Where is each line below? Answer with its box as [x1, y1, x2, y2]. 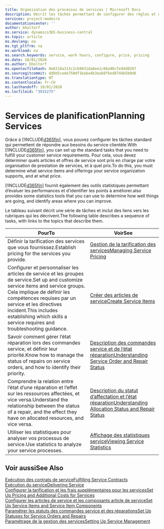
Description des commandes [90, 340, 156, 346]
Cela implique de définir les [7, 289, 70, 296]
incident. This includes [7, 307, 58, 314]
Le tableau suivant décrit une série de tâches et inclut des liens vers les [5, 207, 149, 213]
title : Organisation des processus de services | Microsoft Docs [5, 7, 141, 12]
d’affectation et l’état [90, 393, 137, 400]
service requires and [7, 319, 55, 326]
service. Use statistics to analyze [7, 441, 82, 448]
